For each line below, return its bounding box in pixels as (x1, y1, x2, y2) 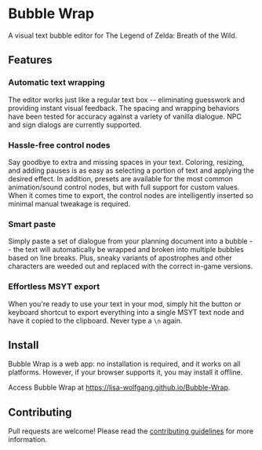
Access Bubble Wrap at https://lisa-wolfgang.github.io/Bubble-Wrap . (8, 382, 231, 393)
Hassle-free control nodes (8, 139, 111, 150)
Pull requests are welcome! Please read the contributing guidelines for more (8, 426, 253, 436)
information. (8, 435, 48, 445)
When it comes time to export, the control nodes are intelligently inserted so (8, 190, 253, 200)
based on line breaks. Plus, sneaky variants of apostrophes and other (8, 253, 233, 263)
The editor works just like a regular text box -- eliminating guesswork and (8, 95, 246, 104)
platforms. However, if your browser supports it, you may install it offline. (8, 368, 243, 377)
